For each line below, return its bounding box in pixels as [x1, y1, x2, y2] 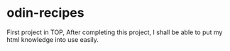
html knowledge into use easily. [6, 35, 99, 43]
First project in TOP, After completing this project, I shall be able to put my [6, 28, 223, 36]
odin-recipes [6, 5, 84, 21]
